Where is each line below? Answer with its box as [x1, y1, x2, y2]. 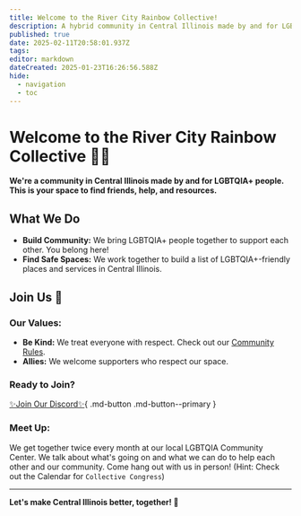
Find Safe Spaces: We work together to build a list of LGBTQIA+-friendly [21, 254, 291, 265]
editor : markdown [9, 55, 74, 64]
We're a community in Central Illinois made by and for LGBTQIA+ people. [9, 176, 285, 187]
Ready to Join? [9, 378, 76, 390]
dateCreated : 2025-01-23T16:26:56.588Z [9, 64, 159, 73]
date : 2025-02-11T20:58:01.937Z [9, 38, 130, 48]
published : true [9, 30, 70, 39]
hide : [9, 72, 30, 81]
